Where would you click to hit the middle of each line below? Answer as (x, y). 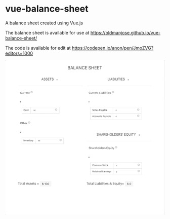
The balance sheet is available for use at (47, 32)
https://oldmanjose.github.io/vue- (125, 32)
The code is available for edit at (38, 48)
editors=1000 (19, 53)
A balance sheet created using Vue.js (44, 23)
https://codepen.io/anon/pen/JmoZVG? (113, 48)
